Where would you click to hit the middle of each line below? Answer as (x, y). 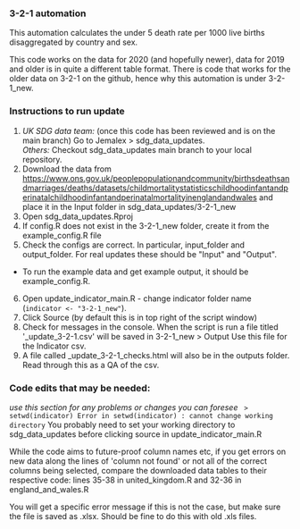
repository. (42, 159)
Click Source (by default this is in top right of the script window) (139, 317)
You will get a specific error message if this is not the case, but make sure (145, 507)
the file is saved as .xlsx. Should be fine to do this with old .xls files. (133, 516)
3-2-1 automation (48, 13)
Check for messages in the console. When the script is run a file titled (150, 327)
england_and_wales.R (49, 489)
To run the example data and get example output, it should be (135, 272)
